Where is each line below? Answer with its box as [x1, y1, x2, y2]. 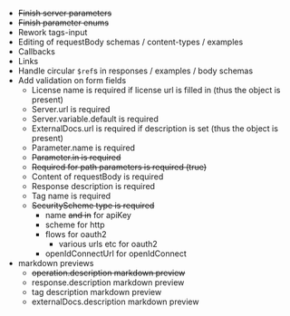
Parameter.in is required [31, 152, 121, 162]
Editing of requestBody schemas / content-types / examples [17, 36, 244, 47]
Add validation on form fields [17, 75, 127, 85]
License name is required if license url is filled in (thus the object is [31, 85, 281, 95]
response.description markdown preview [31, 277, 185, 288]
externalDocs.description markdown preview [31, 296, 199, 307]
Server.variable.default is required [31, 113, 159, 124]
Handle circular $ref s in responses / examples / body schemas [17, 65, 254, 76]
